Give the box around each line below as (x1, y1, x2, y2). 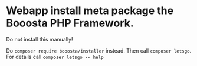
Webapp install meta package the (6, 4, 174, 18)
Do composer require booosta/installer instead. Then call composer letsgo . (6, 47, 192, 54)
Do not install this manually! (6, 36, 73, 43)
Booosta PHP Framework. (6, 16, 134, 30)
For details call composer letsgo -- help (6, 53, 104, 60)
